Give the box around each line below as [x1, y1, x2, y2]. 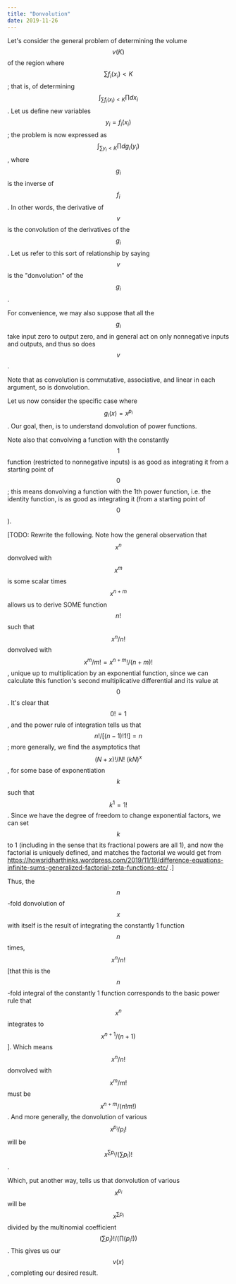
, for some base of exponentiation [7, 766, 106, 774]
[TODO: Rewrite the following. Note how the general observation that [7, 530, 207, 539]
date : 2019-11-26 [7, 17, 58, 24]
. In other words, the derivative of [7, 203, 104, 211]
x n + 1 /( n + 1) [101, 1030, 136, 1040]
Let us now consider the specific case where [7, 397, 137, 405]
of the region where [7, 58, 65, 67]
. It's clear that [7, 699, 49, 707]
